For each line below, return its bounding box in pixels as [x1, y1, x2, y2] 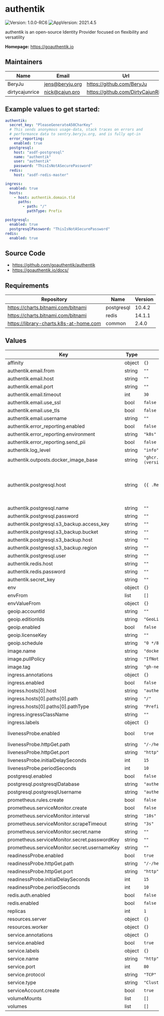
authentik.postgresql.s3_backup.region [7, 544, 98, 551]
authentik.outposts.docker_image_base [7, 456, 98, 463]
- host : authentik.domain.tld [14, 195, 76, 200]
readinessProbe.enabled [7, 852, 64, 859]
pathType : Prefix [26, 209, 62, 213]
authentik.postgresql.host [7, 481, 66, 488]
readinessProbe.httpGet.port [7, 868, 73, 875]
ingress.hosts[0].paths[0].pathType [7, 703, 89, 710]
